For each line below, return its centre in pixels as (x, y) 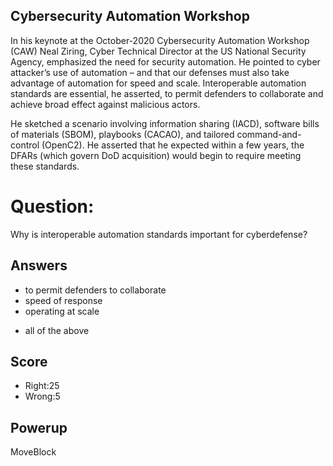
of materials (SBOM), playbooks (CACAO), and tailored (122, 134)
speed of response (63, 300)
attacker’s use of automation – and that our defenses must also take (150, 72)
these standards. (45, 166)
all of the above (57, 330)
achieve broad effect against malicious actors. (105, 104)
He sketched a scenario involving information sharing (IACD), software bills (165, 123)
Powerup (39, 427)
